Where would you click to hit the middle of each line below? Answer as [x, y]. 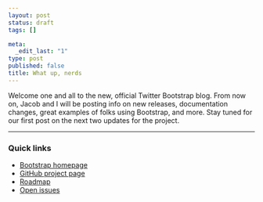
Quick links [30, 148]
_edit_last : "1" [41, 52]
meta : [17, 44]
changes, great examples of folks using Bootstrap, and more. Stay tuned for [130, 112]
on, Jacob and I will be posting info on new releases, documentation [118, 103]
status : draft [31, 23]
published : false [36, 66]
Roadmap [35, 182]
